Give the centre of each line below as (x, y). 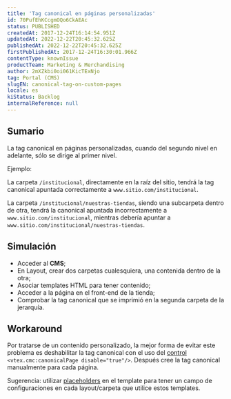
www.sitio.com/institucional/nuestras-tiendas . (76, 224)
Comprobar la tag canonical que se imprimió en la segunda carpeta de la (120, 300)
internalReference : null (43, 104)
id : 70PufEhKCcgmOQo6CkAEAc (48, 20)
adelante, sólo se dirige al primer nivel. (62, 155)
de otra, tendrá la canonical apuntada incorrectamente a (87, 210)
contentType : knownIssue (43, 59)
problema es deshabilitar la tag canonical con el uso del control (97, 353)
